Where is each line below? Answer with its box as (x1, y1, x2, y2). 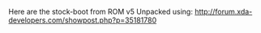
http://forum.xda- (194, 7, 253, 16)
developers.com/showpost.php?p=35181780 (8, 15, 157, 25)
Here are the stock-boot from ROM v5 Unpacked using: (8, 7, 193, 16)
